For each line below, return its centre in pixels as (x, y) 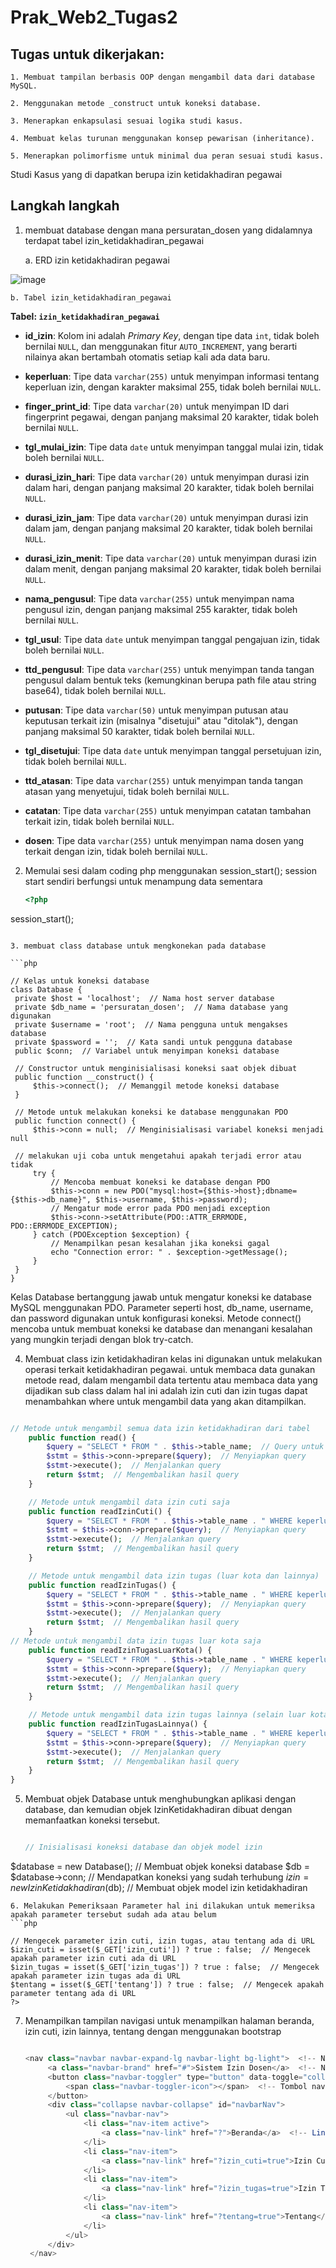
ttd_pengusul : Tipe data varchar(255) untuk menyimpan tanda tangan (169, 669)
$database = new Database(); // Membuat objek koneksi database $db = (160, 1867)
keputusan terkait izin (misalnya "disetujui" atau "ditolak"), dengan (161, 720)
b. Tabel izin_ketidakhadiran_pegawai (91, 297)
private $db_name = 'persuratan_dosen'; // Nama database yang (151, 1007)
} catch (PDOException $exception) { (111, 1234)
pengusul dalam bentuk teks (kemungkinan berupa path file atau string (170, 680)
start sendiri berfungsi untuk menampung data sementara (143, 881)
